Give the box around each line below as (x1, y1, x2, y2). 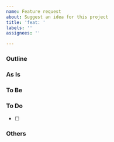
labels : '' (6, 25, 33, 31)
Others (6, 130, 26, 138)
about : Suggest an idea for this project (6, 14, 109, 20)
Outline (6, 55, 27, 63)
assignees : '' (6, 30, 41, 36)
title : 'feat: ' (6, 19, 46, 25)
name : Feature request (6, 8, 61, 15)
